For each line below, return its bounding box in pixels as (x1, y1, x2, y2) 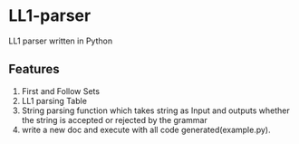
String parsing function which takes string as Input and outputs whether (21, 105, 291, 116)
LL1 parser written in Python (8, 35, 113, 46)
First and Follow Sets (21, 85, 101, 96)
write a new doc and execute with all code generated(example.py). (21, 124, 271, 135)
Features (8, 62, 60, 77)
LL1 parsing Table (21, 95, 88, 106)
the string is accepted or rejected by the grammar (21, 114, 207, 125)
